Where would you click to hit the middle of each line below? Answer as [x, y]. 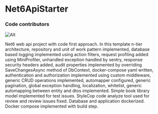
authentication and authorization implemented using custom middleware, [78, 75]
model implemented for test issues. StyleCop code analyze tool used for [77, 96]
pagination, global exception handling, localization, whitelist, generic [73, 86]
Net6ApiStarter [37, 9]
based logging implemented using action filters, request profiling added [77, 55]
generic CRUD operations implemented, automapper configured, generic [78, 80]
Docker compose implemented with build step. [52, 106]
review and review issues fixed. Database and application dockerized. [75, 101]
